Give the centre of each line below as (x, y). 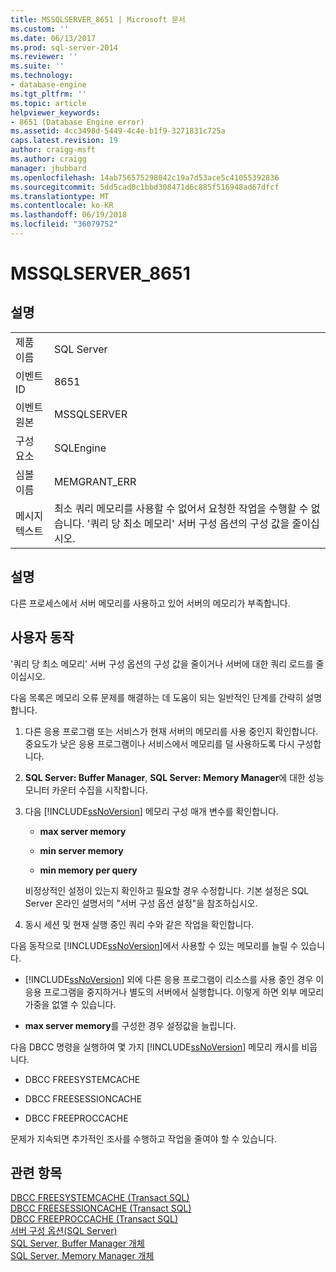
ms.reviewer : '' (44, 57)
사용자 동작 (42, 637)
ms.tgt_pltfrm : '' (48, 94)
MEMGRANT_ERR (95, 481)
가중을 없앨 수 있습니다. (70, 1004)
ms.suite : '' (37, 66)
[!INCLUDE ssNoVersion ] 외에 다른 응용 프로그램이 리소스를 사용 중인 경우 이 (174, 979)
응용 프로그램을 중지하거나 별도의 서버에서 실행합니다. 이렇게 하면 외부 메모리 (174, 992)
